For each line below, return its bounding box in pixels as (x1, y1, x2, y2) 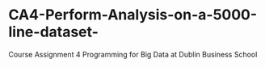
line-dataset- (8, 23, 99, 41)
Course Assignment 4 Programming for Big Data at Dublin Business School (8, 49, 258, 59)
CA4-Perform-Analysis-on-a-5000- (8, 6, 258, 24)
